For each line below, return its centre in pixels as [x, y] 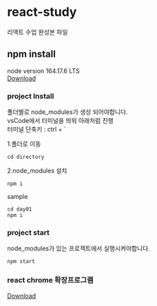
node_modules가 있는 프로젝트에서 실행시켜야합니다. [78, 249]
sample [18, 197]
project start [28, 232]
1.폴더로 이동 [24, 144]
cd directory [26, 157]
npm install [32, 54]
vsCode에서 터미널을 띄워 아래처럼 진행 [60, 121]
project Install [31, 96]
